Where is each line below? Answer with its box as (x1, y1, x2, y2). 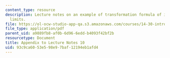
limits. (10, 17, 26, 22)
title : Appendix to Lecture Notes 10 (5, 40, 85, 45)
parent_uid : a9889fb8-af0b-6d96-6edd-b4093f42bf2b (5, 31, 114, 36)
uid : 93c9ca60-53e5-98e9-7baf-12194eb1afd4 (5, 45, 99, 50)
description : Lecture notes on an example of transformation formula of (5, 12, 162, 17)
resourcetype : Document (5, 36, 56, 41)
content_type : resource (5, 7, 56, 13)
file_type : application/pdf (5, 26, 65, 31)
